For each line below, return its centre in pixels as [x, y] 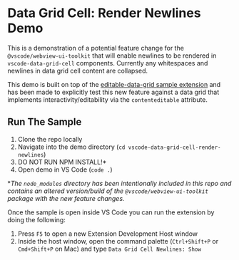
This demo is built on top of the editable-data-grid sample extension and [114, 84]
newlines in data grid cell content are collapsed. [78, 71]
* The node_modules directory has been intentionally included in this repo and [119, 183]
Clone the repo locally [50, 139]
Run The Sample [45, 122]
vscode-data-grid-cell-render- [174, 147]
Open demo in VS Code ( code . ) [65, 170]
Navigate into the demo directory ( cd [71, 147]
